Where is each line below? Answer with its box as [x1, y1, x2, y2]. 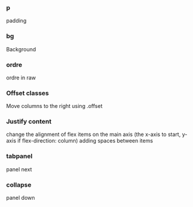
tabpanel [6, 152, 33, 160]
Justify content [6, 118, 52, 126]
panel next [6, 165, 32, 173]
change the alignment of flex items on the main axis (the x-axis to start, [6, 131, 181, 138]
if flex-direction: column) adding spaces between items [17, 137, 153, 144]
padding [6, 17, 27, 24]
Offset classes [6, 89, 49, 97]
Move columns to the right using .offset [6, 103, 103, 110]
